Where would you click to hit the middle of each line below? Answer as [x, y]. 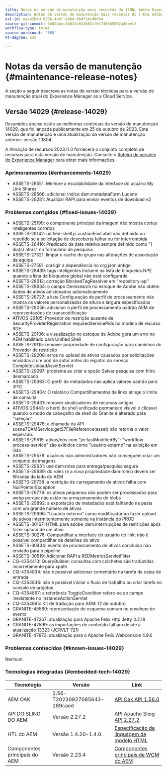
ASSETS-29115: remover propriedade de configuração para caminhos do [87, 345]
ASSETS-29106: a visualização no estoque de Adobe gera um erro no [83, 334]
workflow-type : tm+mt [28, 28]
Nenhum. [14, 659]
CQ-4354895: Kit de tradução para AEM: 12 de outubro [69, 604]
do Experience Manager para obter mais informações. [60, 160]
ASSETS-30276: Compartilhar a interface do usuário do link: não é [80, 535]
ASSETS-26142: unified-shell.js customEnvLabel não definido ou [79, 234]
